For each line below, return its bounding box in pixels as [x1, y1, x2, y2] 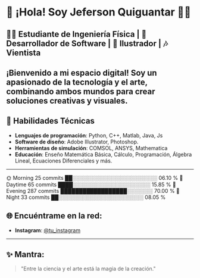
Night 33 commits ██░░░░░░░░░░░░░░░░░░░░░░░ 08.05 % [6, 193, 166, 201]
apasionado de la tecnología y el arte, [6, 77, 148, 87]
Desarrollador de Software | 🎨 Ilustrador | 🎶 [6, 38, 168, 48]
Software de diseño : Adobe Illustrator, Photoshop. [14, 138, 139, 145]
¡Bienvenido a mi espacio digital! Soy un [6, 68, 157, 78]
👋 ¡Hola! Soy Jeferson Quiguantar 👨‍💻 [6, 5, 192, 19]
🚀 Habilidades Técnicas [6, 116, 95, 126]
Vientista [6, 48, 41, 58]
